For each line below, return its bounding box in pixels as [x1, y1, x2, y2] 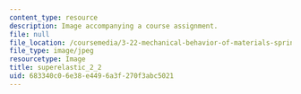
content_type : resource [9, 13, 99, 22]
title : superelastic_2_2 [9, 64, 102, 73]
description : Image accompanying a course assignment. [9, 21, 219, 30]
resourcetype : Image [9, 55, 87, 64]
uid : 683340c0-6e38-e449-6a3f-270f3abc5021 [9, 72, 175, 81]
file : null [9, 30, 50, 38]
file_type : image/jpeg [9, 47, 94, 56]
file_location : [9, 38, 66, 47]
